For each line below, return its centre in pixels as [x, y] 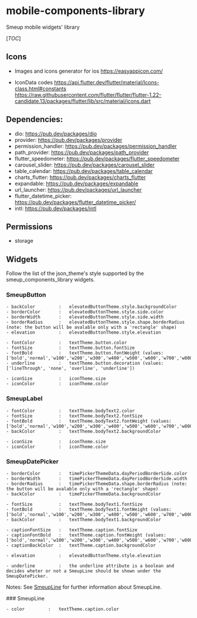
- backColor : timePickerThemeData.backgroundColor [84, 494]
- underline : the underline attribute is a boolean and [90, 566]
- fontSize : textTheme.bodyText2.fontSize [74, 416]
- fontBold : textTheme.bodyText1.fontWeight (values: [89, 510]
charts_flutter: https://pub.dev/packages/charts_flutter [80, 177]
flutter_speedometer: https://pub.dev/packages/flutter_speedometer [97, 158]
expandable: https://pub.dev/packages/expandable [77, 184]
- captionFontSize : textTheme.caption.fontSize [72, 530]
